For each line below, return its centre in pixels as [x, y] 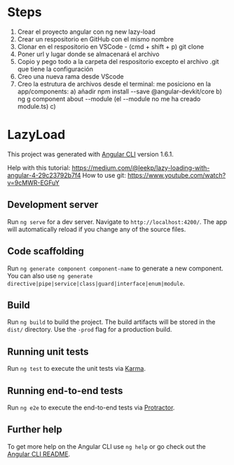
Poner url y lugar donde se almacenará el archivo [88, 54]
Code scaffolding [46, 251]
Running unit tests [48, 352]
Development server [53, 205]
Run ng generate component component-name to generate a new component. [116, 268]
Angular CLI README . [39, 454]
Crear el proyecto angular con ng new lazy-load [86, 32]
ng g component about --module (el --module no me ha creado [109, 98]
